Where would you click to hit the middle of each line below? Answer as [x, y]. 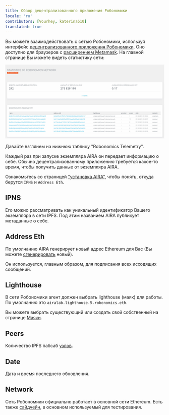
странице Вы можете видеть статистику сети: [55, 57]
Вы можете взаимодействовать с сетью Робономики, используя [75, 42]
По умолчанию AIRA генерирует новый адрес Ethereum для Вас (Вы [79, 249]
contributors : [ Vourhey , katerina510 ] [46, 21]
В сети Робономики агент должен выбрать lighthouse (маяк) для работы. [84, 297]
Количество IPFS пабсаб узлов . [39, 346]
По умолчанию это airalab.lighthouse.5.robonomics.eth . [66, 303]
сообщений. [18, 269]
